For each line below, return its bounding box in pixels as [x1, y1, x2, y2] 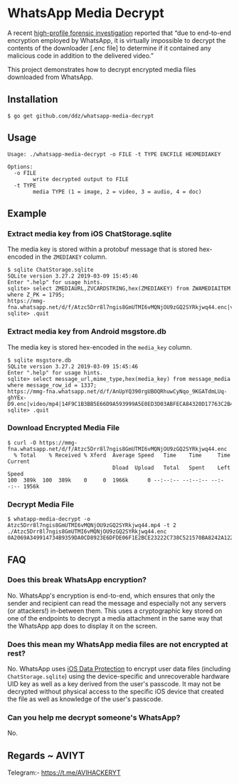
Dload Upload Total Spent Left [112, 464, 231, 472]
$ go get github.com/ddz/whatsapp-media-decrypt [7, 112, 154, 119]
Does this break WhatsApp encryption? [7, 575, 147, 585]
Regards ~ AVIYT [7, 749, 85, 761]
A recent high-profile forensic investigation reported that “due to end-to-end [7, 29, 231, 37]
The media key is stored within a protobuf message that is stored [7, 245, 198, 254]
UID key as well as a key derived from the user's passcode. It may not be [7, 680, 221, 688]
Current [7, 458, 31, 465]
